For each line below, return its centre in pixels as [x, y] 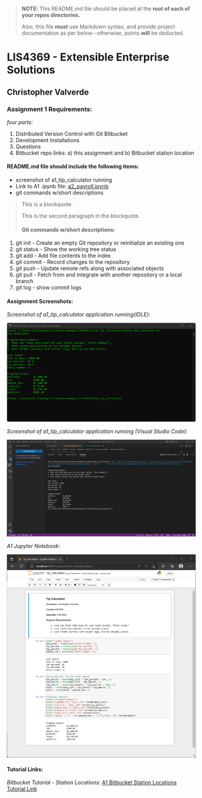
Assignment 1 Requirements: [49, 109]
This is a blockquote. [47, 204]
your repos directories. [51, 15]
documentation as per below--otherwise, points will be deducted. [103, 33]
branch [24, 281]
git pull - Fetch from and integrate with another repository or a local [99, 275]
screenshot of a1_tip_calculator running [64, 180]
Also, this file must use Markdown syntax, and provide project [98, 27]
